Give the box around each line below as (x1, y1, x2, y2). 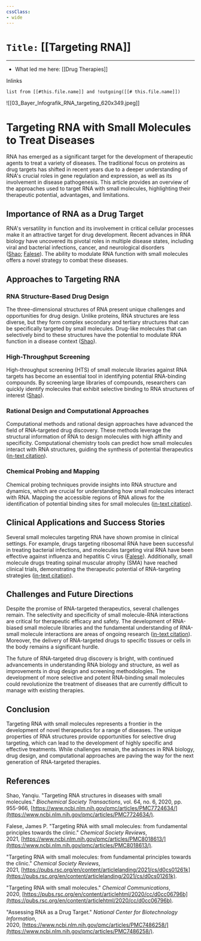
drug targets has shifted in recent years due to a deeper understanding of (6, 166, 188, 173)
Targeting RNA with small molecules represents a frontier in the (6, 720, 163, 727)
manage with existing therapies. (6, 687, 85, 694)
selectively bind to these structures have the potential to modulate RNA (6, 331, 181, 338)
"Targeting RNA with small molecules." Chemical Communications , (6, 884, 170, 892)
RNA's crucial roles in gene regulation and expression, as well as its (6, 172, 172, 180)
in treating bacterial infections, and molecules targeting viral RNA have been (6, 546, 194, 553)
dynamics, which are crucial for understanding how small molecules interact (6, 487, 194, 494)
